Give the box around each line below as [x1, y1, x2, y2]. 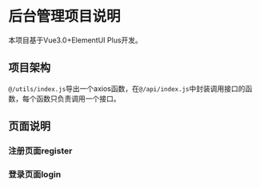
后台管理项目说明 [8, 7, 122, 26]
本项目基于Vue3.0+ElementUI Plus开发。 [8, 35, 142, 45]
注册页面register [8, 146, 73, 157]
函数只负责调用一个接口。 [35, 94, 121, 103]
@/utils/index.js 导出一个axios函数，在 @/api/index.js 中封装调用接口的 [8, 83, 246, 93]
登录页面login [8, 169, 62, 180]
